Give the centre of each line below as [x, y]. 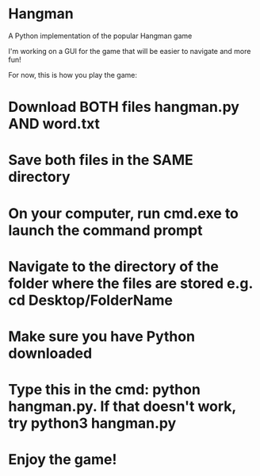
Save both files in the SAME [101, 160]
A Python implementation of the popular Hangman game [100, 36]
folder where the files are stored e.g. [131, 283]
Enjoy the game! [63, 460]
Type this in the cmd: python [104, 390]
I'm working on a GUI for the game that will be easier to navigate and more [130, 51]
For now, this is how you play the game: [73, 75]
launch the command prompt [106, 230]
